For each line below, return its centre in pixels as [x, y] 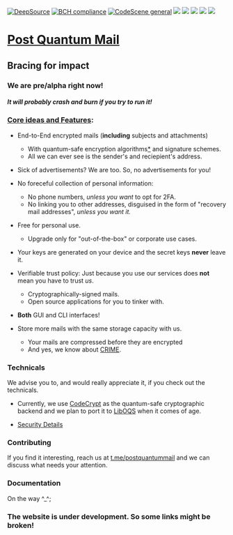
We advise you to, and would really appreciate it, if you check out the [106, 383]
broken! [21, 525]
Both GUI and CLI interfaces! [58, 315]
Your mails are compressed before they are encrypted [105, 342]
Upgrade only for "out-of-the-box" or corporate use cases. [112, 239]
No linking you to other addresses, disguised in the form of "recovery [127, 204]
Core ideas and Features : [50, 120]
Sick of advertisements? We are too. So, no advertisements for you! [114, 169]
